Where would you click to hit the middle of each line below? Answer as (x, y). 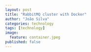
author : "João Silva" (27, 19)
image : (12, 33)
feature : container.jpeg (35, 38)
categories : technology (30, 24)
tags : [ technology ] (25, 28)
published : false (23, 42)
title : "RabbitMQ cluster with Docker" (46, 14)
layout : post (18, 10)
